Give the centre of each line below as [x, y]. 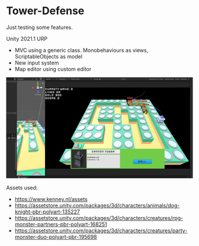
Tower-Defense [45, 11]
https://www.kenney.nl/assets [51, 199]
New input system [37, 63]
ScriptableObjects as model [49, 56]
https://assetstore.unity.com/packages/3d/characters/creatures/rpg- [99, 218]
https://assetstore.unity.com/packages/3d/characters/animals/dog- [97, 205]
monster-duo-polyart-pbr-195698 [56, 237]
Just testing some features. [39, 27]
